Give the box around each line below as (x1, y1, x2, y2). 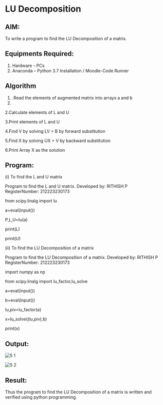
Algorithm (5, 82, 36, 90)
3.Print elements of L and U (5, 119, 60, 124)
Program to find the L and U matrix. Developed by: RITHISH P (5, 183, 128, 189)
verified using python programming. (5, 394, 77, 400)
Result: (5, 376, 27, 385)
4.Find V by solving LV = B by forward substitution (5, 128, 106, 134)
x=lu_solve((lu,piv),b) (5, 316, 47, 322)
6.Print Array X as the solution (5, 147, 65, 153)
